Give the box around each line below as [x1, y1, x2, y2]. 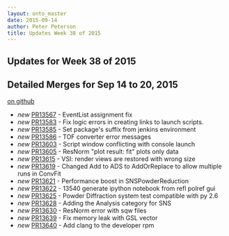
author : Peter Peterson [7, 23, 77, 30]
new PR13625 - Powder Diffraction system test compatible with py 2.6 [17, 192, 219, 200]
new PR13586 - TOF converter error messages [17, 133, 152, 141]
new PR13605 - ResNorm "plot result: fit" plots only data [17, 147, 179, 156]
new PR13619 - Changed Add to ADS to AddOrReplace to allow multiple [17, 162, 222, 171]
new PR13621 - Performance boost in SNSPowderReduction [17, 177, 189, 185]
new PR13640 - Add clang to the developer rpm [17, 221, 155, 230]
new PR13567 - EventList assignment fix [17, 110, 133, 119]
